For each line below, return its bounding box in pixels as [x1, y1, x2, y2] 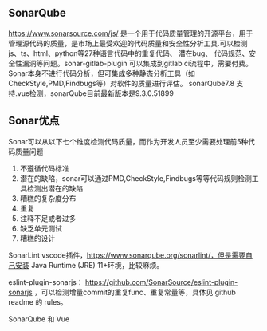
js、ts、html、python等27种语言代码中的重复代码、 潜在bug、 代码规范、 [8, 48, 249, 58]
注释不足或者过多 [19, 213, 77, 223]
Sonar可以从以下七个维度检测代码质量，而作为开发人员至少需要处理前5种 [8, 136, 249, 146]
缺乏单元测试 [19, 223, 62, 233]
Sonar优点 [8, 114, 60, 128]
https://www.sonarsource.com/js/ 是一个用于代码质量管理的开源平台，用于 [8, 28, 253, 38]
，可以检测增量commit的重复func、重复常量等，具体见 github [34, 287, 237, 297]
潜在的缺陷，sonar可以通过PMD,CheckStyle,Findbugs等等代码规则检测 [19, 173, 253, 183]
